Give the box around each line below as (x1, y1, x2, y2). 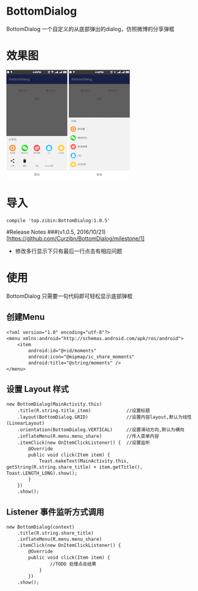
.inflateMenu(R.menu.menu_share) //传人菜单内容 (17, 433, 160, 440)
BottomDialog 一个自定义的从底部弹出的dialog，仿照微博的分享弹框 (6, 25, 175, 32)
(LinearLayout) (6, 420, 45, 427)
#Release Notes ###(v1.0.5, (6, 228, 76, 236)
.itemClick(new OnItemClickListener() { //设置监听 (17, 440, 150, 446)
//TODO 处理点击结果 (49, 561, 97, 567)
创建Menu (6, 312, 45, 322)
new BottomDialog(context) (6, 524, 75, 531)
